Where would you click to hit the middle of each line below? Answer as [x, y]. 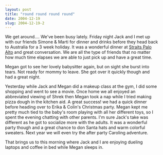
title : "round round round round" [40, 14]
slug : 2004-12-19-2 [25, 23]
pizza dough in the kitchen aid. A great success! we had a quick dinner [76, 102]
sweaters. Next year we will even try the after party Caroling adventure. [77, 133]
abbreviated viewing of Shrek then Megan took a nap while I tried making [78, 97]
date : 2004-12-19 [23, 18]
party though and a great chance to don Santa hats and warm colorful [75, 128]
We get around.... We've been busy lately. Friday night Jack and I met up [78, 37]
